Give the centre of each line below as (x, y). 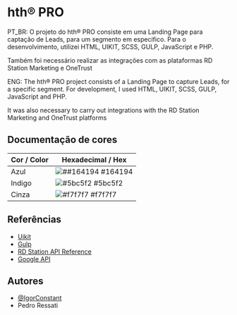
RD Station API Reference (54, 252)
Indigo (21, 183)
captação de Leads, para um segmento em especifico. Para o (97, 39)
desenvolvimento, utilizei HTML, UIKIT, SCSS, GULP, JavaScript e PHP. (110, 47)
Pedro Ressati (38, 305)
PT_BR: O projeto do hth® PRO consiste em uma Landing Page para (105, 32)
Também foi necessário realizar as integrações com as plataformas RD (110, 60)
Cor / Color (30, 159)
